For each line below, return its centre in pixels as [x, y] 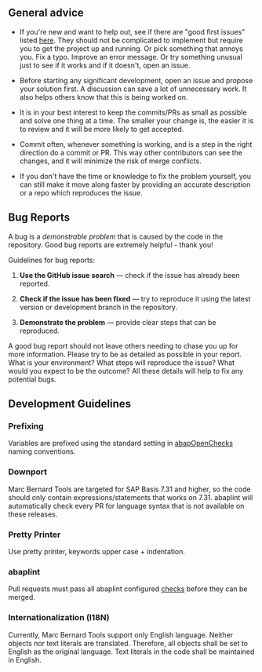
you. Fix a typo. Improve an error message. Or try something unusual [131, 57]
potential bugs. [32, 379]
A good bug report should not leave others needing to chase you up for [123, 345]
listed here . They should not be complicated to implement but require [131, 40]
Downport [28, 472]
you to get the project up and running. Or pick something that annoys [131, 48]
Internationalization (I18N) [59, 618]
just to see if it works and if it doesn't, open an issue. [105, 65]
